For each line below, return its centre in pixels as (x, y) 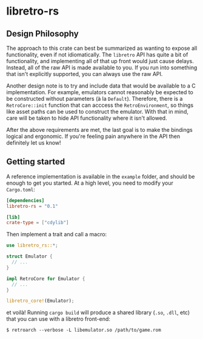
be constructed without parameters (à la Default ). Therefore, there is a (95, 99)
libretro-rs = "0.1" (32, 206)
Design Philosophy (42, 34)
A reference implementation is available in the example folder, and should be (101, 176)
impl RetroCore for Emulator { (46, 279)
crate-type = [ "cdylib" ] (38, 223)
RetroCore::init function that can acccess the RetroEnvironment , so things (100, 105)
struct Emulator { (29, 256)
